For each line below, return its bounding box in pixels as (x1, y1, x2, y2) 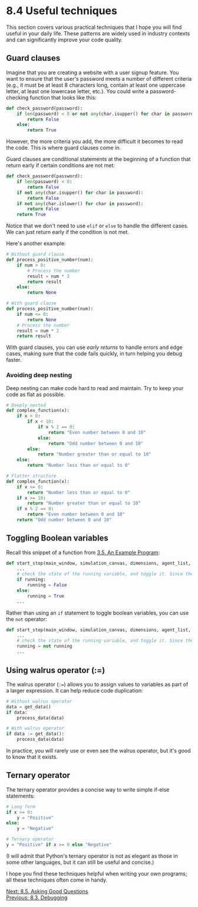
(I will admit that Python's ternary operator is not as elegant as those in (6, 852, 178, 859)
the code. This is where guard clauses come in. (6, 144, 121, 151)
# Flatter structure (6, 473, 57, 479)
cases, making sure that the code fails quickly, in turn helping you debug (6, 350, 183, 357)
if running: (16, 576, 46, 583)
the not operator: (6, 615, 47, 622)
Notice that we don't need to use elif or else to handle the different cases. (6, 222, 189, 229)
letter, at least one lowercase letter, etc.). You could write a (6, 87, 149, 95)
